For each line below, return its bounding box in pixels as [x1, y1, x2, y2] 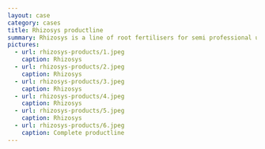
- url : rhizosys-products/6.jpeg [14, 121, 125, 129]
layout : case [7, 11, 51, 20]
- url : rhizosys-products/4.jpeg [14, 92, 125, 100]
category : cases [7, 19, 61, 27]
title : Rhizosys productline [7, 26, 104, 34]
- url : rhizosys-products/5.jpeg [14, 107, 125, 115]
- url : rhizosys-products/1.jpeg [14, 48, 125, 56]
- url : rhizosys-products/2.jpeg [14, 63, 125, 71]
